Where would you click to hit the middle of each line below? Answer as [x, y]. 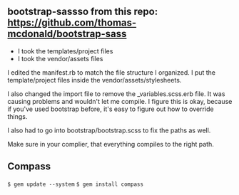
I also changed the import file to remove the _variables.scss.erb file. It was [116, 94]
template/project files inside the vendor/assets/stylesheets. [95, 80]
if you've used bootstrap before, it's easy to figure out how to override [111, 109]
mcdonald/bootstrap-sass [67, 34]
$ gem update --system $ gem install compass [76, 184]
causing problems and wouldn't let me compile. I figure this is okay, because [120, 101]
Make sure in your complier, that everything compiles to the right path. [111, 144]
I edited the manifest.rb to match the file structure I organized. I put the [112, 72]
